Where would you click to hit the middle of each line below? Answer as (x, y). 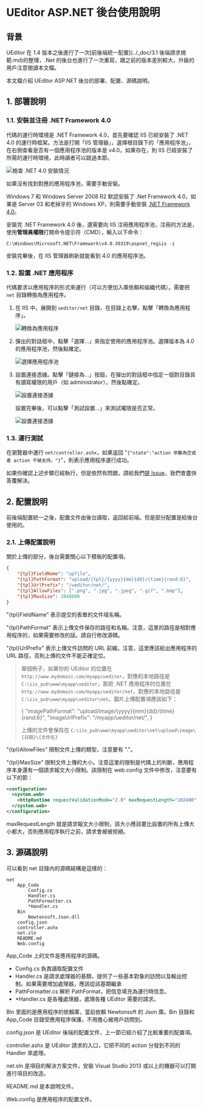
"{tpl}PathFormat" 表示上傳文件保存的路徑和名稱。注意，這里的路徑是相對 (99, 627)
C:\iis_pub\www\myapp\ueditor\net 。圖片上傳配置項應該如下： (99, 699)
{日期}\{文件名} (39, 737)
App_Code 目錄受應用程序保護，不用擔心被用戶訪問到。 (76, 1019)
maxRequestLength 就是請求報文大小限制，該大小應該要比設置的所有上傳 (98, 823)
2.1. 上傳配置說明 (31, 543)
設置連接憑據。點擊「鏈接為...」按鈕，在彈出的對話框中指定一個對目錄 (102, 374)
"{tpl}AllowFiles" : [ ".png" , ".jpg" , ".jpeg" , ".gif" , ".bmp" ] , (100, 591)
